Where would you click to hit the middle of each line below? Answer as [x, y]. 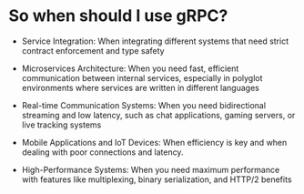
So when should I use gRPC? [118, 16]
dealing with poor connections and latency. [102, 152]
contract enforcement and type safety [93, 50]
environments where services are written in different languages [141, 87]
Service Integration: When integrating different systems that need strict [155, 41]
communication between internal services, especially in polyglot [142, 77]
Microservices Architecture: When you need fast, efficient [130, 68]
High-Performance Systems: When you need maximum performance [151, 169]
